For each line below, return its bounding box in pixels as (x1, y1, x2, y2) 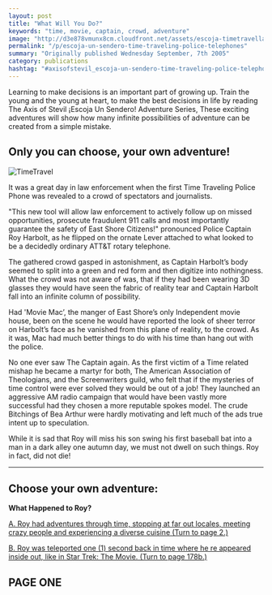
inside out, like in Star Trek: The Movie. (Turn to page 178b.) (8, 552, 208, 562)
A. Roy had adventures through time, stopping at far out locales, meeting (8, 519, 251, 528)
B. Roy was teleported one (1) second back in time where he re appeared (8, 543, 252, 553)
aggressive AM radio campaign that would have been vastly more (8, 391, 227, 402)
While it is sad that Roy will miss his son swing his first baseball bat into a (8, 433, 253, 443)
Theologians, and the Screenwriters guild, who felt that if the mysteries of (8, 374, 254, 384)
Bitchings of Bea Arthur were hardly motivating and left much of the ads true (8, 409, 263, 419)
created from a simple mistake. (8, 121, 112, 131)
